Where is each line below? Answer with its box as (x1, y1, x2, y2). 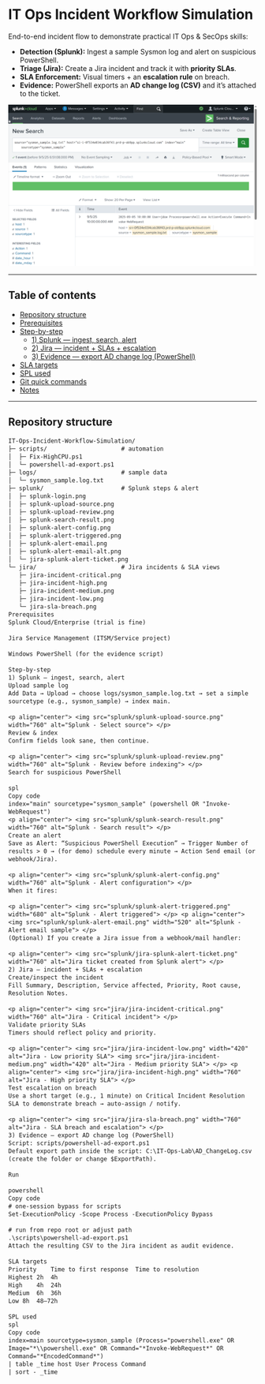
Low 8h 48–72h (8, 1297, 58, 1305)
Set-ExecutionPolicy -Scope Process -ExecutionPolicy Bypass (8, 1210, 214, 1218)
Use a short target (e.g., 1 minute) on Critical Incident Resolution (8, 1092, 245, 1100)
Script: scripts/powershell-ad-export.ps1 (8, 1139, 150, 1147)
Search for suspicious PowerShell (8, 769, 122, 776)
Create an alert (8, 832, 62, 840)
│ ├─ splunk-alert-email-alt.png (8, 548, 122, 555)
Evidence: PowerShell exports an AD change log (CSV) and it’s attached (19, 80, 256, 90)
